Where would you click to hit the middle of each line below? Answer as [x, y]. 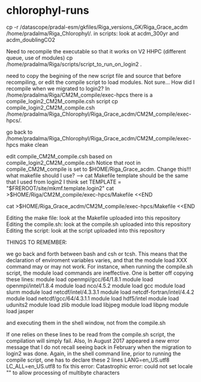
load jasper [20, 311]
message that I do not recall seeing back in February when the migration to [99, 347]
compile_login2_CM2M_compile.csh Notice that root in [73, 163]
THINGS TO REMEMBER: [37, 242]
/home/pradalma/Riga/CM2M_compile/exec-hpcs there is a [79, 95]
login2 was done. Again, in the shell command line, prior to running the [94, 353]
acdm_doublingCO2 [31, 40]
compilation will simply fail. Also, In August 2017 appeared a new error [93, 341]
